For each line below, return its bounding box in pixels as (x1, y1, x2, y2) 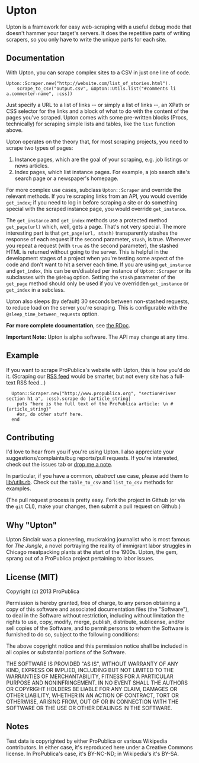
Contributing (6, 432, 54, 443)
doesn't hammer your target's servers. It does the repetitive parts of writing (6, 29, 191, 36)
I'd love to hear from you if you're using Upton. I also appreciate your (6, 448, 175, 455)
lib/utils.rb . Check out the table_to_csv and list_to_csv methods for (6, 479, 174, 486)
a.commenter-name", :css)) (6, 90, 73, 97)
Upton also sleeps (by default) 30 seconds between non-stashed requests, (6, 298, 190, 305)
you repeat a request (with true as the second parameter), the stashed (6, 242, 179, 249)
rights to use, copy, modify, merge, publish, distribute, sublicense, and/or (6, 619, 185, 625)
